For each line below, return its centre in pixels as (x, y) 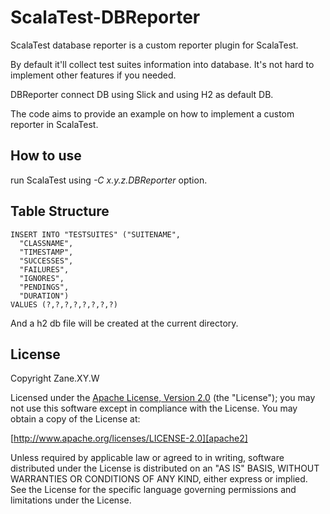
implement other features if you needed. (93, 75)
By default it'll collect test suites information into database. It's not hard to (162, 64)
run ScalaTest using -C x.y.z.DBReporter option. (109, 180)
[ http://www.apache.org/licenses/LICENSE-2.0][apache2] (129, 438)
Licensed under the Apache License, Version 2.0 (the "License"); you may (163, 398)
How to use (46, 156)
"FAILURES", (44, 269)
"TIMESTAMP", (46, 252)
